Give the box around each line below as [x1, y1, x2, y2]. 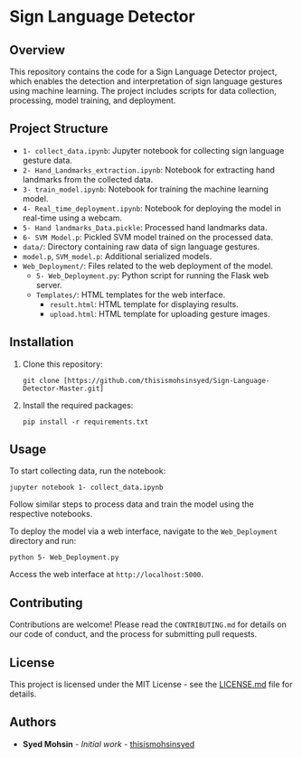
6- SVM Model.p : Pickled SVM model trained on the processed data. [22, 231, 274, 242]
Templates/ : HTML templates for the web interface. [35, 289, 226, 300]
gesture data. [22, 154, 72, 165]
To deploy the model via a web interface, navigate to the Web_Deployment [9, 526, 278, 537]
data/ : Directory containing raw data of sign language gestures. [22, 241, 260, 252]
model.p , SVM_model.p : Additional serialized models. [22, 250, 212, 261]
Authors [9, 715, 57, 730]
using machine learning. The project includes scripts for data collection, [9, 86, 278, 96]
